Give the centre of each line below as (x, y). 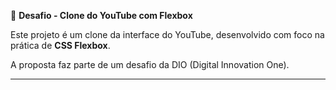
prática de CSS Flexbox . (60, 45)
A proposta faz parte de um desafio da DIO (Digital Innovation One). (150, 64)
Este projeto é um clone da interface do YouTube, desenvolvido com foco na (167, 34)
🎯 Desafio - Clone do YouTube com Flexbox (101, 15)
